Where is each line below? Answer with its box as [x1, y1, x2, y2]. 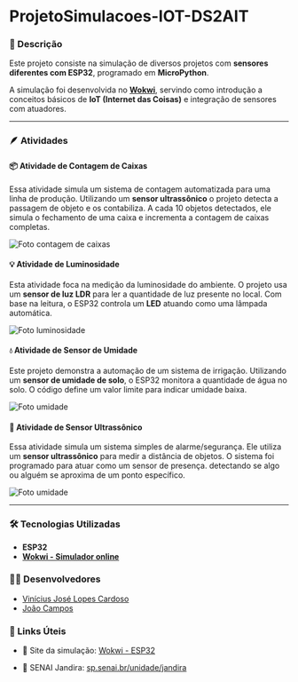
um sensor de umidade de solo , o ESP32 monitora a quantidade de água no [9, 375, 288, 385]
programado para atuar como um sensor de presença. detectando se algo [9, 460, 280, 472]
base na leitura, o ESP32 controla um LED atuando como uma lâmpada [9, 297, 268, 308]
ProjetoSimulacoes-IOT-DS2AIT [9, 6, 249, 27]
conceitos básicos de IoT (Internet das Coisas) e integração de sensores [9, 94, 277, 105]
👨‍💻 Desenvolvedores [9, 573, 101, 585]
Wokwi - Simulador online [21, 551, 120, 561]
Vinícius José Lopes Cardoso [21, 593, 129, 604]
